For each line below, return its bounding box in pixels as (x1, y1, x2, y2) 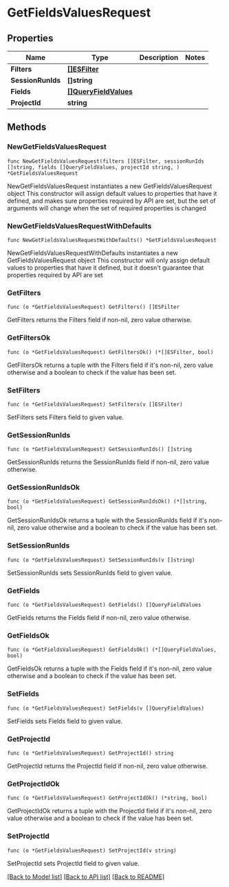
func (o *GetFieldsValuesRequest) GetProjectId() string (7, 750, 174, 757)
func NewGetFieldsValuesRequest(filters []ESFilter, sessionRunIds (7, 157, 205, 165)
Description (139, 53, 179, 62)
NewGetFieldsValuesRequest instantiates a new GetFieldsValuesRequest (7, 181, 212, 190)
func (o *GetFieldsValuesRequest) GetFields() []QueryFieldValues (7, 601, 201, 608)
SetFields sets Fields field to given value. (7, 717, 123, 725)
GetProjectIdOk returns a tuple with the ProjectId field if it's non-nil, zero (7, 807, 212, 815)
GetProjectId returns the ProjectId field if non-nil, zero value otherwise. (7, 761, 208, 770)
